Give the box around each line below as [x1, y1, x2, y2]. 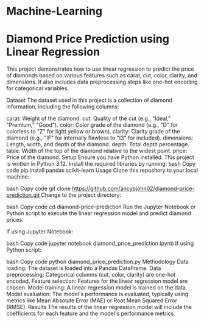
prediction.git [6, 191, 40, 199]
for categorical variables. [6, 85, 69, 92]
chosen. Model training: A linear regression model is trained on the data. [6, 284, 188, 291]
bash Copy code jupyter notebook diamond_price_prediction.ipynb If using [6, 240, 194, 247]
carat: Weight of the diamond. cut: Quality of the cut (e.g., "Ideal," [6, 115, 171, 122]
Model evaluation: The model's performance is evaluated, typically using [6, 291, 189, 298]
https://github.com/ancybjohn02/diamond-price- [72, 185, 195, 193]
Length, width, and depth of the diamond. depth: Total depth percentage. [6, 141, 190, 148]
